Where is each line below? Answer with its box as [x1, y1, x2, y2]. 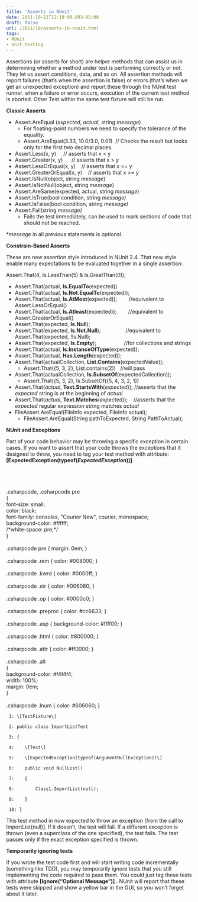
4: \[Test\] [8, 744, 46, 750]
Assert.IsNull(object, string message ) [14, 175, 106, 182]
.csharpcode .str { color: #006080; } [6, 582, 95, 589]
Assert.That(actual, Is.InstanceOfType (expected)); [14, 346, 139, 353]
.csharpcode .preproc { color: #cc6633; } [6, 607, 107, 614]
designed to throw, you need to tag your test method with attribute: [6, 450, 170, 458]
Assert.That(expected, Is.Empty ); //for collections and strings [14, 339, 191, 346]
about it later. [6, 890, 38, 897]
